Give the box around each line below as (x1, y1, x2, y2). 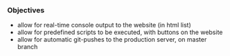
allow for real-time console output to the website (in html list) (17, 21, 192, 29)
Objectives (7, 5, 45, 15)
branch (17, 43, 38, 51)
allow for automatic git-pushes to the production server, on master (17, 36, 207, 44)
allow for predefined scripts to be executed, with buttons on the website (17, 28, 223, 36)
